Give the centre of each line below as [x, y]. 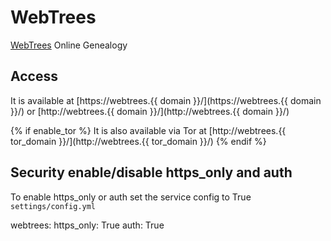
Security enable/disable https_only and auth [151, 172]
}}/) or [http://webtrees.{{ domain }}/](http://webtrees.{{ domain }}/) [150, 111]
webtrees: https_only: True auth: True [87, 225]
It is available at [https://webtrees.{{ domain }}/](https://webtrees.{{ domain [166, 100]
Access [34, 76]
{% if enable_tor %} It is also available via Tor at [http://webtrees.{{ [148, 130]
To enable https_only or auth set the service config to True [131, 197]
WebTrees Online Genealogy [69, 45]
